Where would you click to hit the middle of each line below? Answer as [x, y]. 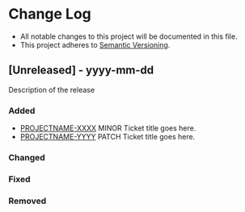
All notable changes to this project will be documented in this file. [129, 36]
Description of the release [52, 89]
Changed [27, 157]
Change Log [50, 14]
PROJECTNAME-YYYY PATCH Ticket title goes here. [108, 137]
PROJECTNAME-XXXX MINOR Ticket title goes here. [108, 128]
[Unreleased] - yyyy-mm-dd [81, 71]
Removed [27, 201]
